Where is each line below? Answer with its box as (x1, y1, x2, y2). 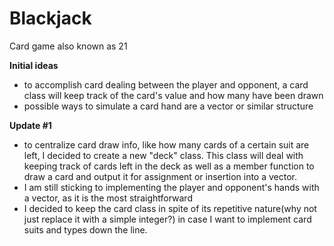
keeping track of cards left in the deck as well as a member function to (23, 160, 315, 172)
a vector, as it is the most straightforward (23, 192, 193, 204)
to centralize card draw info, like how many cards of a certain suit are (23, 138, 310, 151)
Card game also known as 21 (9, 40, 128, 52)
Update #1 (9, 119, 52, 131)
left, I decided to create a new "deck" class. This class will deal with (23, 149, 304, 161)
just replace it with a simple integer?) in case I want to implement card (23, 213, 312, 225)
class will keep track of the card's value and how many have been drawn (23, 89, 324, 101)
